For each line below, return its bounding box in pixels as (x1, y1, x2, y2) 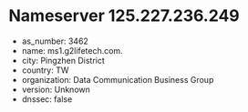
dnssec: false (21, 93, 73, 105)
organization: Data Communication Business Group (21, 74, 214, 85)
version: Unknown (21, 84, 90, 95)
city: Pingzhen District (21, 55, 106, 66)
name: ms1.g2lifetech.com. (21, 45, 124, 56)
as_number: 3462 (21, 36, 88, 46)
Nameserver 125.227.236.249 (8, 5, 241, 26)
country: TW (21, 65, 69, 76)
